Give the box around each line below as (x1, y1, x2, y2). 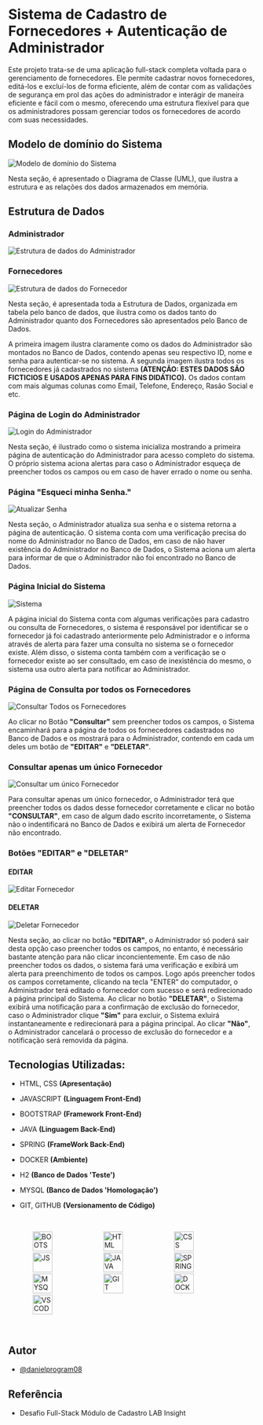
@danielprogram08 (19, 1365, 82, 1374)
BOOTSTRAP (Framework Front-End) (19, 1109, 142, 1119)
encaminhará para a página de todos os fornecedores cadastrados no (8, 725, 235, 734)
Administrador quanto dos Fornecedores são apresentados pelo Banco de (8, 316, 248, 325)
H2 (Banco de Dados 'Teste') (19, 1170, 115, 1180)
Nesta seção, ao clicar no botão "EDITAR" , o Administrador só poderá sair (8, 935, 250, 944)
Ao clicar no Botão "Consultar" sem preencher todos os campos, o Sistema (8, 716, 255, 726)
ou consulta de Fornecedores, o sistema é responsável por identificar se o (8, 622, 249, 632)
